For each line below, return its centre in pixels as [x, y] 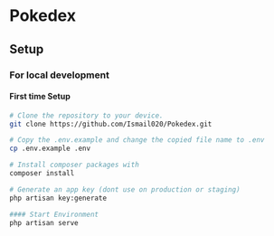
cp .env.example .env [50, 149]
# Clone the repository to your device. [87, 115]
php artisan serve [44, 222]
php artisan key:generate [58, 198]
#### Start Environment [54, 214]
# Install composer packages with [75, 165]
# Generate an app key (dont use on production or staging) [125, 189]
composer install [42, 174]
